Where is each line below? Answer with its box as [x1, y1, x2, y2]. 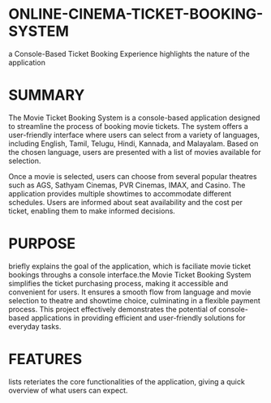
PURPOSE [8, 234, 76, 253]
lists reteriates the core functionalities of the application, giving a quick [8, 376, 245, 386]
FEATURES [8, 350, 83, 368]
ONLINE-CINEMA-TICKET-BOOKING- [8, 5, 264, 24]
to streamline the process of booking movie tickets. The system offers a [8, 121, 249, 131]
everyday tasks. [8, 321, 62, 331]
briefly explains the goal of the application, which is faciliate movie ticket [8, 261, 252, 271]
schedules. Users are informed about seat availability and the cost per [8, 197, 243, 207]
